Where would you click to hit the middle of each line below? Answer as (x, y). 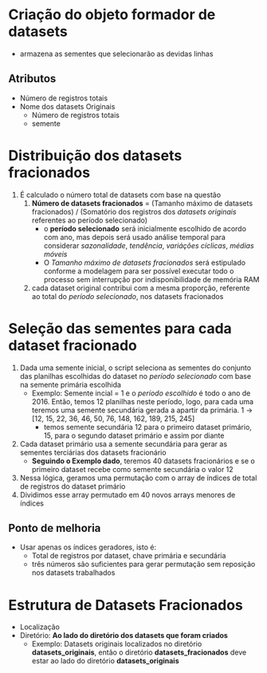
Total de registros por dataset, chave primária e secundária (129, 556)
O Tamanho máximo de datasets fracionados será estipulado (144, 262)
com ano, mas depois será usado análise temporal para (134, 237)
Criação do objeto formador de (112, 15)
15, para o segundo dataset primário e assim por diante (134, 435)
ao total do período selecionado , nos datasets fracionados (128, 296)
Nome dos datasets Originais (67, 106)
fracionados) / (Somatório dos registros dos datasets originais (134, 211)
